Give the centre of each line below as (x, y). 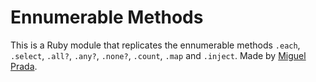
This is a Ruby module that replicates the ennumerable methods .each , (155, 45)
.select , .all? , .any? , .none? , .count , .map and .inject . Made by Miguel (158, 55)
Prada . (24, 66)
